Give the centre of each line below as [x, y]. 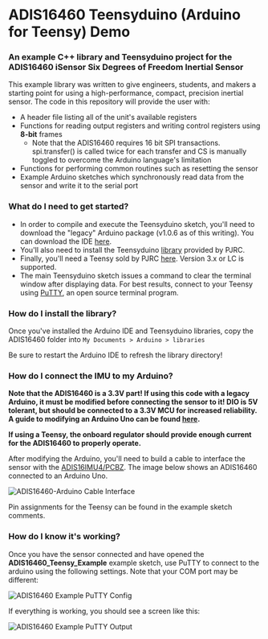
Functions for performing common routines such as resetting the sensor [139, 169]
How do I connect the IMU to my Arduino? [91, 376]
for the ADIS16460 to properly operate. [75, 443]
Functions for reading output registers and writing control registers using [140, 126]
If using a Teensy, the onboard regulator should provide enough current [130, 435]
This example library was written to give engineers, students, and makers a [132, 85]
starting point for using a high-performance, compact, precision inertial [126, 93]
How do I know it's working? [64, 537]
